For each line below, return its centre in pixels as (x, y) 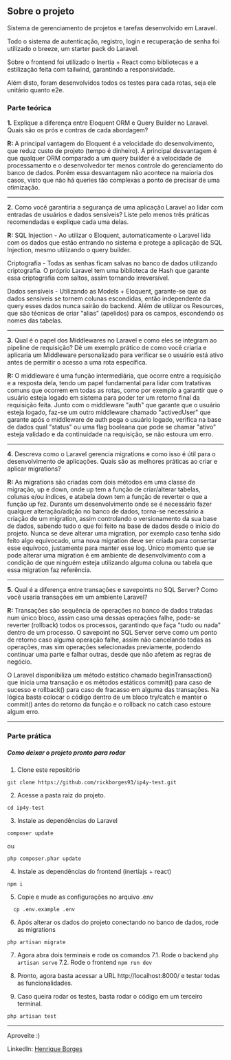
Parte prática (29, 736)
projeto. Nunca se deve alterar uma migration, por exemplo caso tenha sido (114, 533)
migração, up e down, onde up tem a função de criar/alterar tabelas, (104, 489)
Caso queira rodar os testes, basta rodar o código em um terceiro (110, 996)
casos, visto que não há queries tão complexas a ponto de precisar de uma (113, 180)
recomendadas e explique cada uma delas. (68, 222)
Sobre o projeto (41, 11)
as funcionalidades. (45, 983)
